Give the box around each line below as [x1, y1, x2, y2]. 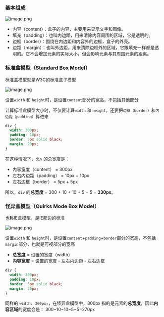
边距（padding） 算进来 [5, 113, 49, 119]
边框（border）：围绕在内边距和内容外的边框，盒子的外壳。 [12, 39, 133, 45]
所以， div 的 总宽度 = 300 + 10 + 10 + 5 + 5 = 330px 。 [5, 189, 116, 195]
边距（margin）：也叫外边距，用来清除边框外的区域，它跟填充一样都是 [12, 45, 155, 50]
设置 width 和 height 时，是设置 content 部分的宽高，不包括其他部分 [5, 96, 139, 102]
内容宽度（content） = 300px [12, 166, 73, 172]
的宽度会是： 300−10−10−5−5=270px [18, 307, 95, 313]
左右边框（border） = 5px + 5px [12, 179, 78, 184]
